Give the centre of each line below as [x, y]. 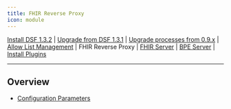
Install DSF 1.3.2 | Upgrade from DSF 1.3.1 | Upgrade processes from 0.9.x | [113, 39]
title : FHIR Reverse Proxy [46, 13]
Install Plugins [27, 54]
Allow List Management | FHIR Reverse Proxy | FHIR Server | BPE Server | [111, 47]
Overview [29, 82]
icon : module [26, 20]
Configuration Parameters [54, 98]
